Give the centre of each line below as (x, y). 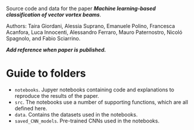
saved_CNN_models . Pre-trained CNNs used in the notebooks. (87, 121)
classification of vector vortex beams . (54, 15)
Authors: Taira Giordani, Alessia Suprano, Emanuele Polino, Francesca (91, 26)
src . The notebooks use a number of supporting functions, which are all (101, 102)
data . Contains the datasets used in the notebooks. (76, 114)
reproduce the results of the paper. (57, 95)
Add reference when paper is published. (56, 50)
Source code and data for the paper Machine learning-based (81, 8)
